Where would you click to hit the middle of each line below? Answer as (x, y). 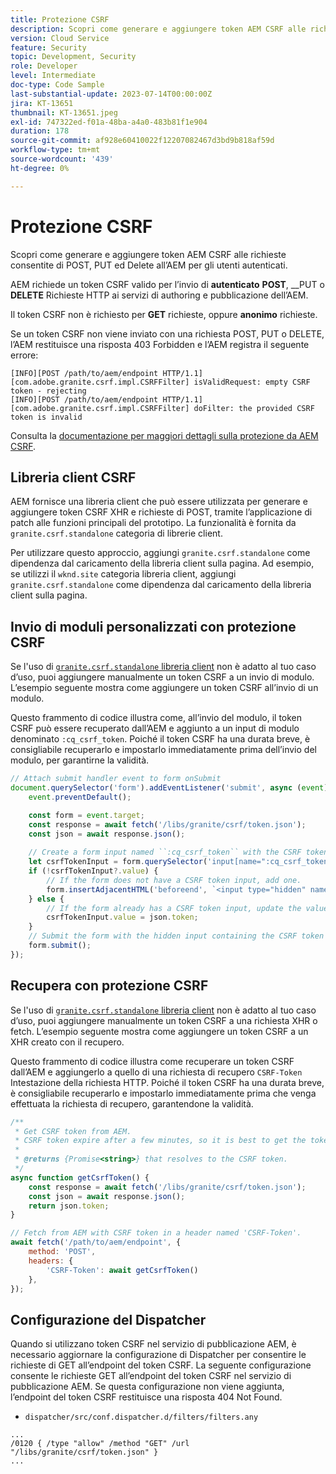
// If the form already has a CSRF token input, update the (174, 908)
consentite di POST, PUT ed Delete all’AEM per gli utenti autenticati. (149, 265)
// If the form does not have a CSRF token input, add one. (174, 880)
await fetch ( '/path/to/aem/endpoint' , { (96, 1242)
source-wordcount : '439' (62, 159)
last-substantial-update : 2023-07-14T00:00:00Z (111, 94)
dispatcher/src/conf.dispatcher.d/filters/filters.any (141, 1417)
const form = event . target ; (86, 815)
